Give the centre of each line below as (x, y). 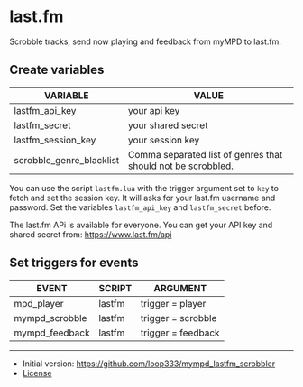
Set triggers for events (74, 263)
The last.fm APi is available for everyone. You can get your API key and (141, 225)
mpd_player (39, 303)
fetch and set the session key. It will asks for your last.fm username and (142, 198)
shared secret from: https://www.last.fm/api (91, 234)
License (37, 373)
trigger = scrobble (179, 318)
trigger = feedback (180, 333)
